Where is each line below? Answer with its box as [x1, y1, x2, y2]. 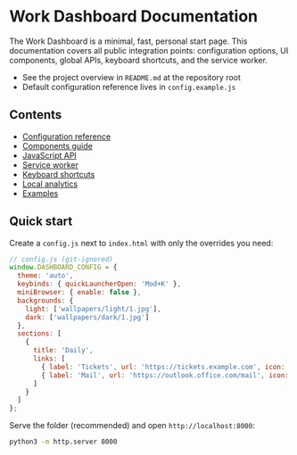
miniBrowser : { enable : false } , [17, 288, 142, 297]
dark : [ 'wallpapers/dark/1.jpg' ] [25, 312, 150, 322]
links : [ [32, 354, 66, 363]
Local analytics [21, 178, 78, 189]
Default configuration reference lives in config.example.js [21, 81, 236, 92]
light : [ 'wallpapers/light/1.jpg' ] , [25, 304, 162, 313]
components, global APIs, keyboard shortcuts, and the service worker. [9, 54, 268, 65]
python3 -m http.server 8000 [9, 437, 118, 447]
